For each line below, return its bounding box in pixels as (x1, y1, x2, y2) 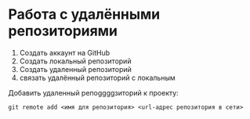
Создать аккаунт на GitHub (19, 48, 111, 57)
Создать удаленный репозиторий (19, 64, 132, 74)
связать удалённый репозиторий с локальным (19, 73, 176, 82)
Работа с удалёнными (8, 5, 161, 23)
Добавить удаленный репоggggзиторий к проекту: (8, 88, 179, 97)
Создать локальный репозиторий (19, 56, 132, 66)
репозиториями (8, 22, 118, 40)
